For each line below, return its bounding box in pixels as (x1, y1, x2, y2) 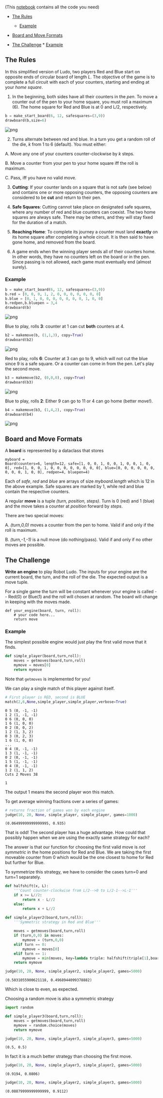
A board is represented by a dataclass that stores (5, 448, 104, 453)
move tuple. (5, 579, 29, 585)
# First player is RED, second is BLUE (5, 695, 86, 699)
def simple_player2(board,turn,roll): (5, 915, 83, 920)
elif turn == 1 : (14, 951, 47, 956)
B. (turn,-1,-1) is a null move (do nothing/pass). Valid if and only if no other (5, 537, 153, 542)
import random (5, 1005, 34, 1010)
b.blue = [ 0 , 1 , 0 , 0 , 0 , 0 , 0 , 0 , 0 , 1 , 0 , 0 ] (5, 296, 103, 301)
